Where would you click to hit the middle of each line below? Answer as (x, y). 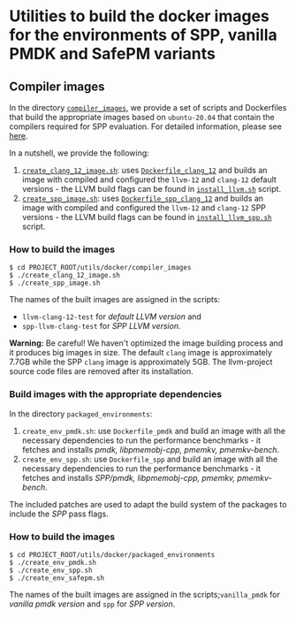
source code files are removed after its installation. (101, 371)
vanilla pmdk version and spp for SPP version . (92, 604)
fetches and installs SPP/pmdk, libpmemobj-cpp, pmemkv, (129, 477)
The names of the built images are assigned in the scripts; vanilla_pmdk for (144, 594)
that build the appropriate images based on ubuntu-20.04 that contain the (142, 117)
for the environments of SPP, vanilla (143, 35)
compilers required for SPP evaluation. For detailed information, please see (146, 126)
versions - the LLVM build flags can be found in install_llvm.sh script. (151, 189)
